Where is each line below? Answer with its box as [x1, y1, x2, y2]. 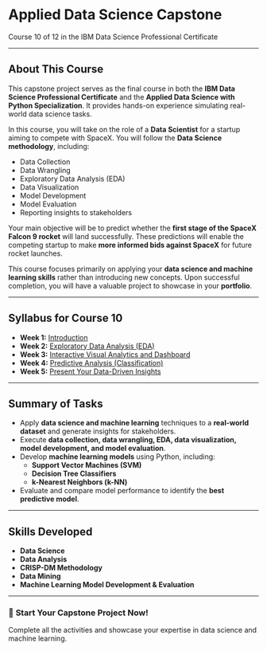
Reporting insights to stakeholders [19, 207, 133, 217]
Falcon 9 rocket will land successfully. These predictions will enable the [8, 231, 244, 241]
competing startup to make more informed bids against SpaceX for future [8, 240, 253, 249]
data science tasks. [28, 109, 93, 119]
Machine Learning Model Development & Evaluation [19, 580, 195, 590]
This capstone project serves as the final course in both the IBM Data [8, 84, 236, 93]
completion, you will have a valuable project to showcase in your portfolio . [8, 280, 253, 290]
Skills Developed [8, 524, 93, 539]
